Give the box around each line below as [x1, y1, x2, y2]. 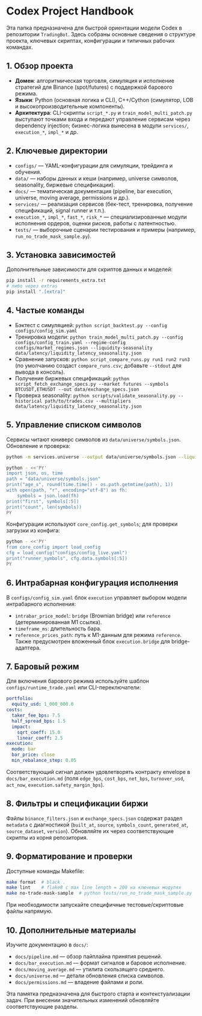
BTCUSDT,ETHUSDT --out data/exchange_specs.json [14, 386, 139, 392]
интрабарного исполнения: [6, 600, 76, 607]
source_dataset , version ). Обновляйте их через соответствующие [6, 827, 174, 834]
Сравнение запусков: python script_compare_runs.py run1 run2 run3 [14, 355, 191, 363]
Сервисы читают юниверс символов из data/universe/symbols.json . [6, 436, 182, 443]
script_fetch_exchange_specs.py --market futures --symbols [14, 381, 169, 387]
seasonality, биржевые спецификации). [14, 181, 115, 188]
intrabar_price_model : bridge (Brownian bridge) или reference [14, 612, 171, 619]
